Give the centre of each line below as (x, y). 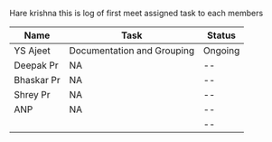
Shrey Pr (33, 95)
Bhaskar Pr (37, 80)
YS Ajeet (33, 51)
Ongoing (221, 51)
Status (222, 35)
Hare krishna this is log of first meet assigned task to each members (136, 13)
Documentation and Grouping (132, 51)
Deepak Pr (36, 65)
